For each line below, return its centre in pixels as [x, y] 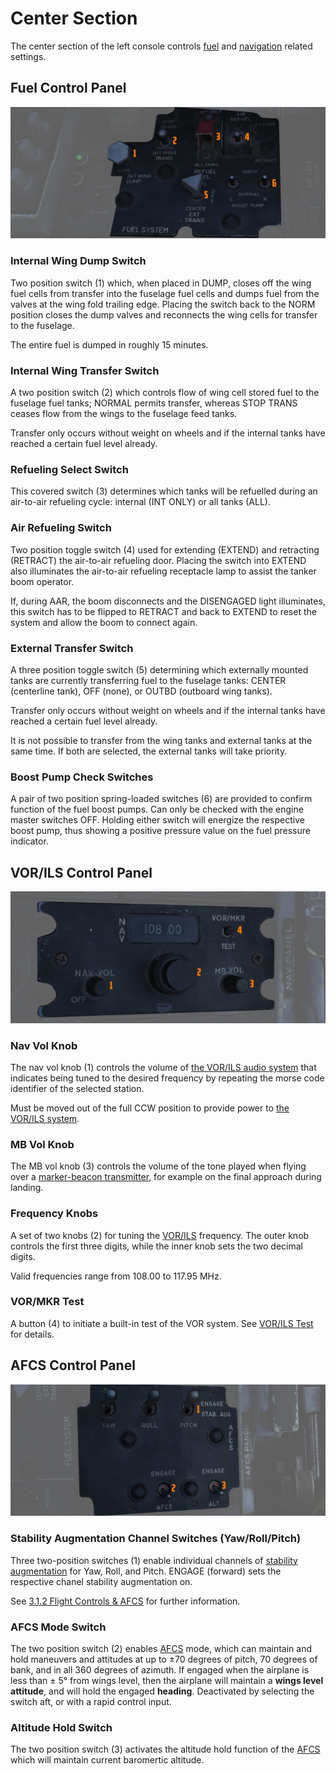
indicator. [29, 841]
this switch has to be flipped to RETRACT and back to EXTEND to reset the [163, 611]
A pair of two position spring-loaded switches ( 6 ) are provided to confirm [161, 799]
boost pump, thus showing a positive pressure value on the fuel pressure [160, 831]
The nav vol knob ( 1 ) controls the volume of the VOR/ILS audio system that [163, 1067]
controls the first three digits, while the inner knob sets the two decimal [156, 1246]
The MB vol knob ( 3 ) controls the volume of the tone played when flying [158, 1166]
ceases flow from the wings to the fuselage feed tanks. [124, 413]
